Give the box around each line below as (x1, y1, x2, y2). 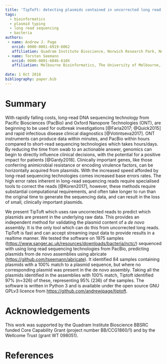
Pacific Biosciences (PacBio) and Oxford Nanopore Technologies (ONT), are (5, 120, 162, 126)
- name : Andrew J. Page (7, 40, 57, 45)
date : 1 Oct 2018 (5, 72, 41, 77)
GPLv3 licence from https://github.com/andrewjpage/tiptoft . (5, 288, 128, 294)
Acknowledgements (5, 305, 90, 316)
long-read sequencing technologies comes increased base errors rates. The (5, 173, 162, 179)
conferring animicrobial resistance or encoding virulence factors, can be (5, 162, 153, 168)
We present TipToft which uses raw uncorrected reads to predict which (5, 208, 151, 214)
